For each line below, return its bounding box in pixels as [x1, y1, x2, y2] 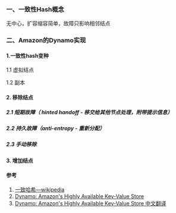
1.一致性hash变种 [6, 52, 49, 59]
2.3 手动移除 [6, 141, 37, 148]
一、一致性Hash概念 [6, 5, 64, 13]
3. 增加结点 [6, 156, 34, 164]
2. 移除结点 [6, 94, 34, 101]
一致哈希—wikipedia [14, 186, 65, 193]
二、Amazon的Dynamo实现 [6, 36, 86, 45]
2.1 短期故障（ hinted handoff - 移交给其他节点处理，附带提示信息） [6, 108, 173, 115]
